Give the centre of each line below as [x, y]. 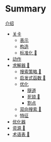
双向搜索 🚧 [30, 109]
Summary [25, 9]
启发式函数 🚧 [33, 78]
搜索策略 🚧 [30, 71]
